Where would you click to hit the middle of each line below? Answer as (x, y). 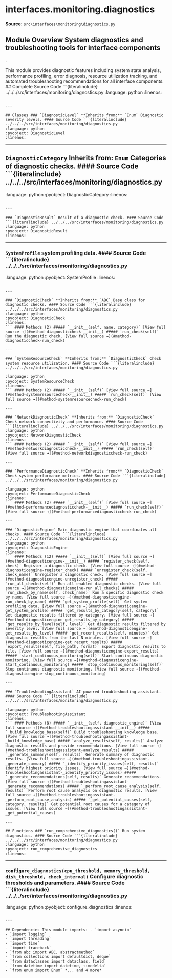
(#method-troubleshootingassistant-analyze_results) (63, 750)
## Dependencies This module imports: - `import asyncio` (68, 930)
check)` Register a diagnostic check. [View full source (67, 566)
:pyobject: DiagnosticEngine (36, 548)
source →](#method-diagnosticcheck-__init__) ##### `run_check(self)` (82, 332)
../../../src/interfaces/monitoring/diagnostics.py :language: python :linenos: (84, 92)
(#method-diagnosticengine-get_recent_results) (57, 642)
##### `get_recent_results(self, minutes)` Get (107, 633)
